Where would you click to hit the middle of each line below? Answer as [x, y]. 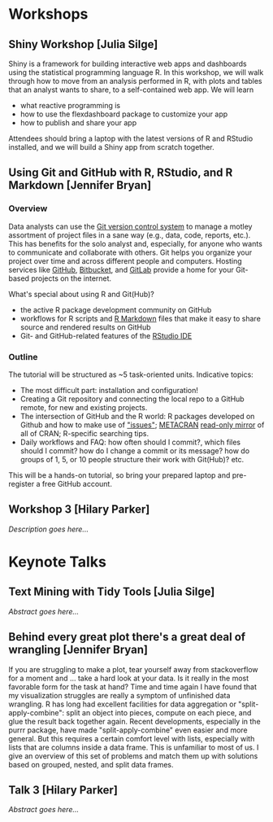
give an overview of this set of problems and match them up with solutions [133, 756]
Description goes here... [49, 529]
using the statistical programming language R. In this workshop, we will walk [136, 72]
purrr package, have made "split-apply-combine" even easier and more [128, 730]
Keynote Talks [58, 562]
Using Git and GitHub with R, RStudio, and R [121, 173]
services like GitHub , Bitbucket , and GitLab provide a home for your [121, 269]
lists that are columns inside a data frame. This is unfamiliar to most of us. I [134, 747]
